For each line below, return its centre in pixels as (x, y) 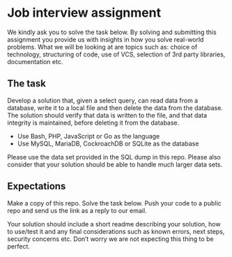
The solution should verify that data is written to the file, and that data (107, 115)
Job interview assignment (84, 13)
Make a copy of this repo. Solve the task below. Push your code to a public (114, 203)
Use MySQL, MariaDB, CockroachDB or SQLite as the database (108, 143)
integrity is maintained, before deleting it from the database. (93, 123)
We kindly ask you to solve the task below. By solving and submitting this (112, 32)
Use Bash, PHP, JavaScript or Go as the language (88, 136)
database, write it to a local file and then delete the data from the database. (115, 108)
